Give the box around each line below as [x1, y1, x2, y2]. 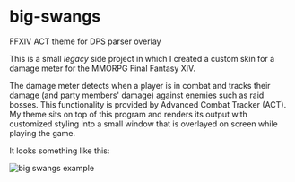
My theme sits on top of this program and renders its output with [9, 108, 248, 119]
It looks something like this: [9, 145, 110, 156]
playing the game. [9, 127, 76, 138]
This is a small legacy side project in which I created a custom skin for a [9, 53, 275, 64]
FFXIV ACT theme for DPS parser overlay [9, 36, 161, 47]
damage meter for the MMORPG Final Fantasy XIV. [9, 63, 195, 74]
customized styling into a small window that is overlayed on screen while [9, 118, 278, 129]
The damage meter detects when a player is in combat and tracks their [9, 80, 271, 91]
